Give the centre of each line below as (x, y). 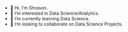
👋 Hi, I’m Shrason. (29, 8)
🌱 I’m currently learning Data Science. (50, 19)
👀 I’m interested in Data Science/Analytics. (55, 13)
